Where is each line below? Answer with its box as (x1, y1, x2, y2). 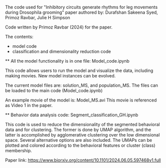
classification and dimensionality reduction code (12, 49, 111, 54)
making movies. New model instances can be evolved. (5, 73, 116, 78)
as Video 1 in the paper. (5, 102, 53, 108)
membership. (5, 148, 32, 153)
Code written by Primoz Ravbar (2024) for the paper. (5, 24, 113, 30)
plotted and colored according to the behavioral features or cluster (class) (5, 142, 156, 148)
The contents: (5, 34, 34, 39)
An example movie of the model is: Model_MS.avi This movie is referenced (5, 97, 157, 103)
